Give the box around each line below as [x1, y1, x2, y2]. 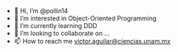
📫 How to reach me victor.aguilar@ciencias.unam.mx [13, 37, 171, 45]
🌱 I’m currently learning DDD [13, 22, 97, 30]
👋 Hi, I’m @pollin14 [13, 7, 69, 15]
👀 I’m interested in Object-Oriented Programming [13, 14, 157, 22]
